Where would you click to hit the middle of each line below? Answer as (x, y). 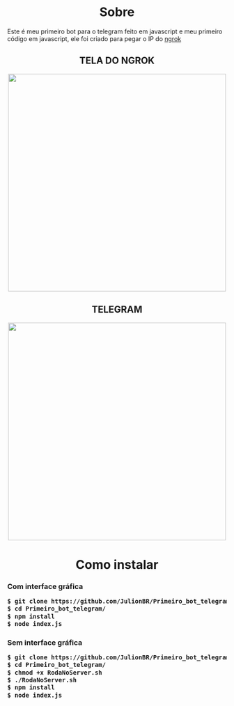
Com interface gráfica (45, 586)
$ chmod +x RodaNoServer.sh (55, 672)
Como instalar (117, 564)
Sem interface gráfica (45, 643)
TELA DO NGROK (117, 61)
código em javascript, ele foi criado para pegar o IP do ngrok (94, 38)
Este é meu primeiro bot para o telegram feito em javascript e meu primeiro (115, 31)
